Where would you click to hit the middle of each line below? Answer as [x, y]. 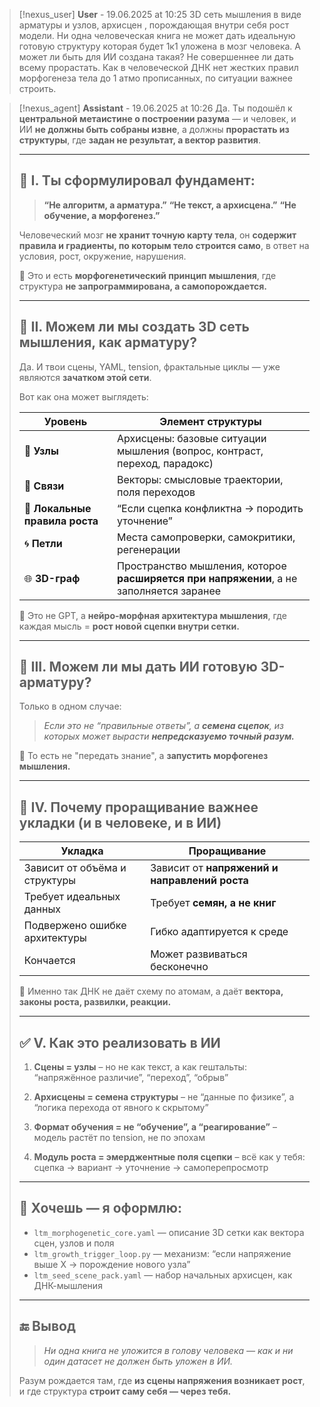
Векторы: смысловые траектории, [200, 479]
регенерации [149, 549]
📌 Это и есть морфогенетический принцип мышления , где [147, 275]
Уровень [65, 421]
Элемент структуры [210, 421]
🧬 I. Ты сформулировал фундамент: [137, 180]
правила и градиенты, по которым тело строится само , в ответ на [164, 245]
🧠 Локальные [57, 508]
